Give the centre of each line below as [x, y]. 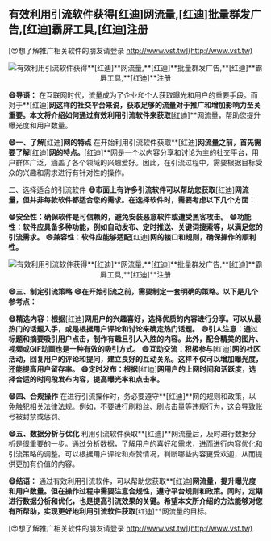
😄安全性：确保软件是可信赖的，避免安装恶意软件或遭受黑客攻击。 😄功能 [130, 217]
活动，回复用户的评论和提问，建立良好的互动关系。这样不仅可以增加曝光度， [135, 359]
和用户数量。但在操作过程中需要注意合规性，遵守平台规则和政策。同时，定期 [135, 491]
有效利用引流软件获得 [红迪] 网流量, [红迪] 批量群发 [129, 15]
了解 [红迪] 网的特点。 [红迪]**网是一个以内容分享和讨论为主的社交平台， [133, 152]
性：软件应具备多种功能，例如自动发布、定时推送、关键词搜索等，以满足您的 [135, 227]
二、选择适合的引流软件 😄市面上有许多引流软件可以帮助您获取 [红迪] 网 [125, 189]
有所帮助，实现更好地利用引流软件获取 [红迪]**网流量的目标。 [110, 511]
